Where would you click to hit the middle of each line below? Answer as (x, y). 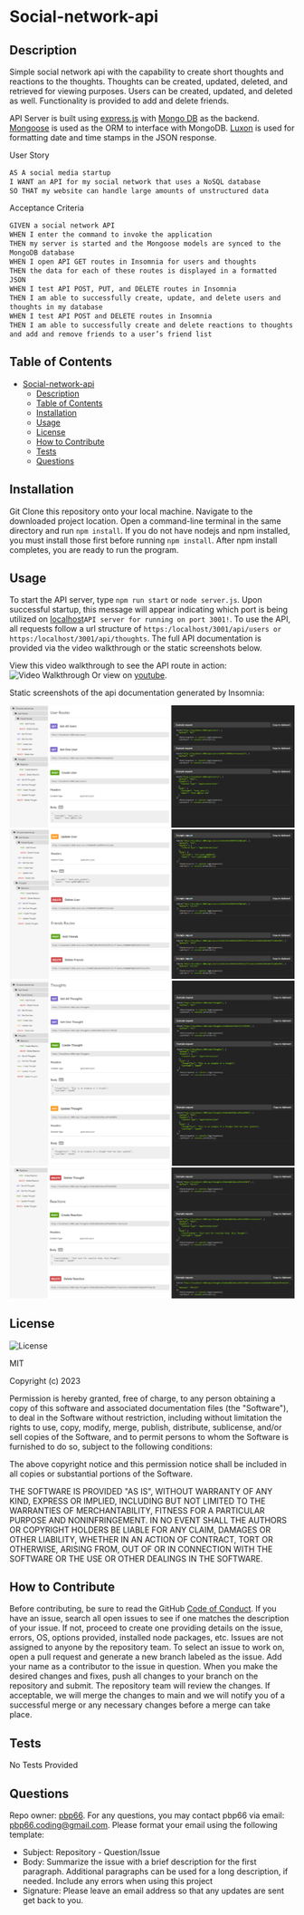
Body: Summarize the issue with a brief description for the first (139, 1862)
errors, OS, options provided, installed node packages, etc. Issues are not (147, 1638)
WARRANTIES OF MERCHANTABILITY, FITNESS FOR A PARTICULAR (137, 1510)
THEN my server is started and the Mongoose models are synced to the (145, 244)
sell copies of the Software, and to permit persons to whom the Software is (149, 1436)
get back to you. (53, 1900)
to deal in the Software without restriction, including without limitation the (146, 1417)
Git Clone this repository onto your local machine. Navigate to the (131, 511)
